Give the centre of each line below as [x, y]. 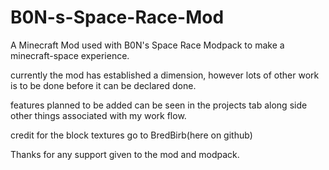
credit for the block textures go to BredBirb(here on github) [131, 135]
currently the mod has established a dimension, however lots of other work [165, 75]
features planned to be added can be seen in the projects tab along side [159, 105]
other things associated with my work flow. [98, 115]
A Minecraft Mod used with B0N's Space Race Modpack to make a [147, 45]
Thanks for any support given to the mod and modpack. [125, 154]
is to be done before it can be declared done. [103, 85]
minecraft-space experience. [70, 55]
